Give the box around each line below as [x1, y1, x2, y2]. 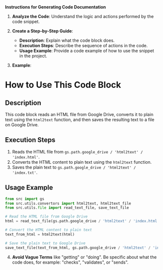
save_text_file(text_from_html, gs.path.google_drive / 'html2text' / [5, 245, 151, 250]
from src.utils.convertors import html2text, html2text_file [5, 201, 131, 206]
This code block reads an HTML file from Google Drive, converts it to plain [5, 112, 154, 117]
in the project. [19, 53, 48, 59]
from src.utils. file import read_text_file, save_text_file [5, 205, 130, 210]
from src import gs [5, 196, 45, 201]
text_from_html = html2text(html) [5, 232, 75, 237]
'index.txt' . [12, 169, 38, 175]
